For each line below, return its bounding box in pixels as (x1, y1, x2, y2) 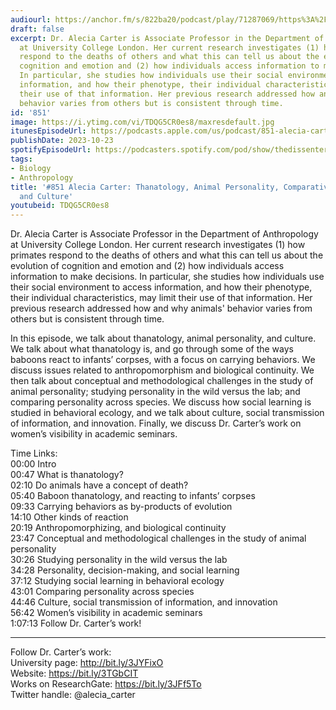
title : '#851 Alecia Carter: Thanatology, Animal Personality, (10, 182, 280, 192)
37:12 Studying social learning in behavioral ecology (10, 575, 225, 587)
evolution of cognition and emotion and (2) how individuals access (10, 260, 285, 272)
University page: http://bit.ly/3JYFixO (10, 657, 164, 669)
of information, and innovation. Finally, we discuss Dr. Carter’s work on (10, 417, 302, 430)
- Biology (10, 163, 52, 173)
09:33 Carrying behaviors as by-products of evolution (10, 501, 233, 513)
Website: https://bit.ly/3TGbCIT (10, 667, 139, 680)
